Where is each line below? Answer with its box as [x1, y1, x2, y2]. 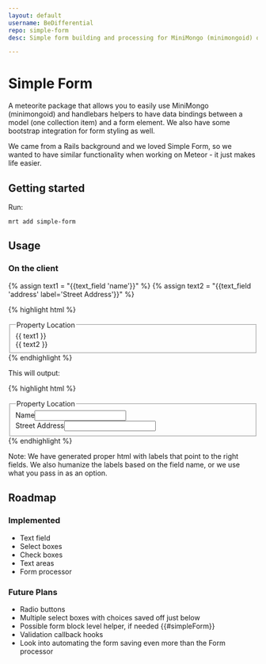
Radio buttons [19, 604, 66, 614]
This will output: [8, 368, 61, 378]
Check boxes [19, 550, 63, 559]
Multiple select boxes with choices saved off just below [19, 612, 200, 622]
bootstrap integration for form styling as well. [8, 126, 156, 135]
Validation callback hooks [19, 629, 104, 639]
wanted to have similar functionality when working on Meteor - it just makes [8, 150, 256, 159]
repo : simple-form [8, 26, 69, 34]
